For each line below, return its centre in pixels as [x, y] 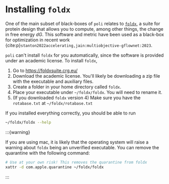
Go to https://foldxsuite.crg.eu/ [45, 71]
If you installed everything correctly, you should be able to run [71, 113]
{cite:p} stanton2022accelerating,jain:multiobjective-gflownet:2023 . [79, 45]
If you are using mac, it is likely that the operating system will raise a [77, 142]
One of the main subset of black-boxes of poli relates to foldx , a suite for [83, 24]
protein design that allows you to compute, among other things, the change [84, 29]
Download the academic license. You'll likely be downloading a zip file [86, 76]
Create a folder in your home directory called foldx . [67, 87]
